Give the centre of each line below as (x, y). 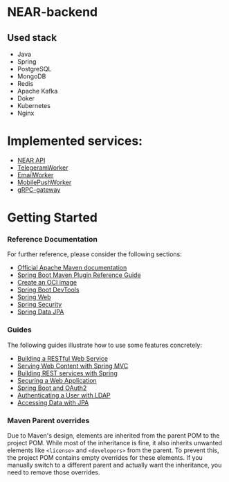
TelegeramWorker (43, 168)
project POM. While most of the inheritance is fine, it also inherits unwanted (115, 443)
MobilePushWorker (44, 182)
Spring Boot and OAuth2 (52, 388)
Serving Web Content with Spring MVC (73, 366)
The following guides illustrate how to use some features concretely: (105, 345)
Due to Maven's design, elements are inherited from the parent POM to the (113, 436)
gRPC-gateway (39, 189)
